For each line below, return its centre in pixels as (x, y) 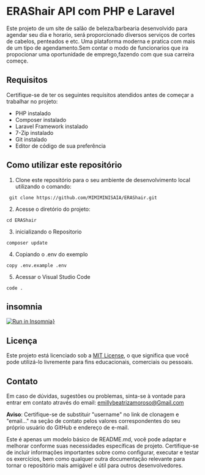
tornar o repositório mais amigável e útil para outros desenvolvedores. (95, 465)
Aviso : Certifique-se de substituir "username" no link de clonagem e (93, 414)
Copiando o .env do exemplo (51, 254)
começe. (17, 61)
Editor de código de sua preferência (60, 146)
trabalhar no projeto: (32, 101)
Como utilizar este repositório (64, 165)
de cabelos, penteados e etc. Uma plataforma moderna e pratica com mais (101, 41)
